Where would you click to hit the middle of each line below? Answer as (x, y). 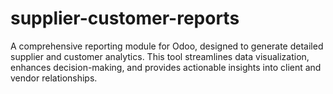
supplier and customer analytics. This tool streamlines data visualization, (160, 56)
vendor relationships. (54, 78)
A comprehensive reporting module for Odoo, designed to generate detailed (167, 46)
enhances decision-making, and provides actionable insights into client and (166, 67)
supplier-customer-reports (125, 18)
